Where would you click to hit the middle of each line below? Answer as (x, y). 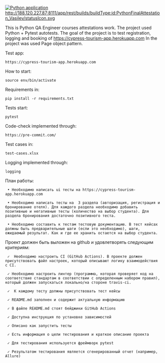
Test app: (15, 53)
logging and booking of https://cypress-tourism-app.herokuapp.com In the (81, 38)
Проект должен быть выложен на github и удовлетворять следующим (79, 242)
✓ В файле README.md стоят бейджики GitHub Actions (62, 309)
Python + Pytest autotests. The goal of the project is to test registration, (78, 33)
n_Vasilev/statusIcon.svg (30, 18)
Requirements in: (22, 90)
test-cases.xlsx (22, 153)
